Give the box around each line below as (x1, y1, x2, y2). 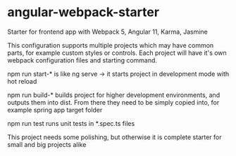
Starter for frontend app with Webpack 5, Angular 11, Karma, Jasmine (7, 27, 208, 36)
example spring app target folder (7, 105, 103, 114)
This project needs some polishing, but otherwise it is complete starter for (7, 133, 222, 141)
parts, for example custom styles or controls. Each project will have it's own (7, 48, 227, 57)
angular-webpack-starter (7, 4, 160, 20)
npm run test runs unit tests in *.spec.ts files (7, 119, 135, 127)
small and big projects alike (7, 140, 87, 148)
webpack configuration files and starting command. (7, 56, 157, 64)
